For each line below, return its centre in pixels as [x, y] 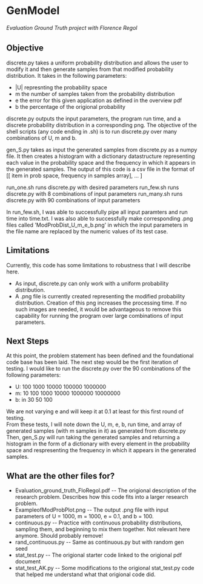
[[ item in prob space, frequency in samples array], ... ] [74, 175]
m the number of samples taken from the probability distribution [95, 94]
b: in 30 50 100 [34, 400]
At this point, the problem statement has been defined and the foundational [100, 356]
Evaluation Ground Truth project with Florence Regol [72, 27]
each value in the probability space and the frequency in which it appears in [101, 162]
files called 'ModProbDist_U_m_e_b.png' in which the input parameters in [97, 225]
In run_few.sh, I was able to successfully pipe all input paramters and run [97, 212]
